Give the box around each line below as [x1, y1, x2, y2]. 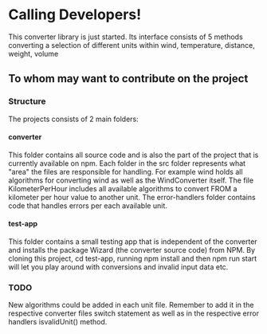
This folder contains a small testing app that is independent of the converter [8, 237, 257, 246]
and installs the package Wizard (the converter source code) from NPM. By [8, 246, 256, 255]
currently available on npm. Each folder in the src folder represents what [8, 158, 245, 168]
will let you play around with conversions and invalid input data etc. [8, 262, 229, 272]
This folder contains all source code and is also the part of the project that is [8, 150, 259, 159]
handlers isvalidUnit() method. [8, 317, 108, 327]
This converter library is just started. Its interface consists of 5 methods [8, 32, 243, 41]
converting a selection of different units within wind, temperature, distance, [8, 40, 255, 49]
